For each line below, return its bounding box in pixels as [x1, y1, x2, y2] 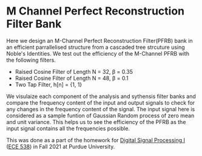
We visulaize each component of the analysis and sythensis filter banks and [6, 93, 196, 100]
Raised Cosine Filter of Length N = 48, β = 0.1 [15, 74, 129, 82]
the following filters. [6, 56, 56, 63]
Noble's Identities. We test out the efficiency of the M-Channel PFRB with [6, 50, 190, 57]
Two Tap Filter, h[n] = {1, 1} [15, 80, 82, 88]
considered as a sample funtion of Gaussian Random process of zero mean [6, 112, 195, 119]
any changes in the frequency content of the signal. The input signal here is [6, 105, 195, 112]
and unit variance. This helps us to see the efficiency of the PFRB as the [6, 118, 186, 125]
